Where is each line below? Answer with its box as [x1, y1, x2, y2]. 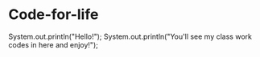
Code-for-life [8, 6, 99, 24]
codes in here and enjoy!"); [8, 40, 98, 49]
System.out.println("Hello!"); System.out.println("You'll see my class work [8, 32, 252, 41]
